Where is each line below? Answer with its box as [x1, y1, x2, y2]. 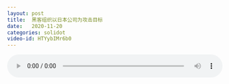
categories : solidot [7, 29, 66, 36]
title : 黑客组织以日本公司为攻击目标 [7, 16, 103, 23]
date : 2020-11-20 [7, 23, 63, 29]
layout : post [7, 10, 44, 17]
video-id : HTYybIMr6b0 [7, 36, 72, 42]
